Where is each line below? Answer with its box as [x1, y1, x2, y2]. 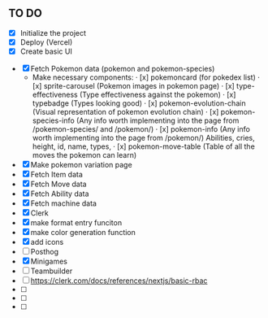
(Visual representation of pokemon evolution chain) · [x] [32, 107, 219, 116]
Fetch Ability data [30, 189, 89, 198]
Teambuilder [30, 266, 73, 276]
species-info [32, 115, 75, 125]
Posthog [30, 247, 59, 256]
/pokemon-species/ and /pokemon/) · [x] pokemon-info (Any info [32, 124, 250, 133]
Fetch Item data [30, 170, 84, 179]
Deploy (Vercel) [19, 37, 73, 47]
